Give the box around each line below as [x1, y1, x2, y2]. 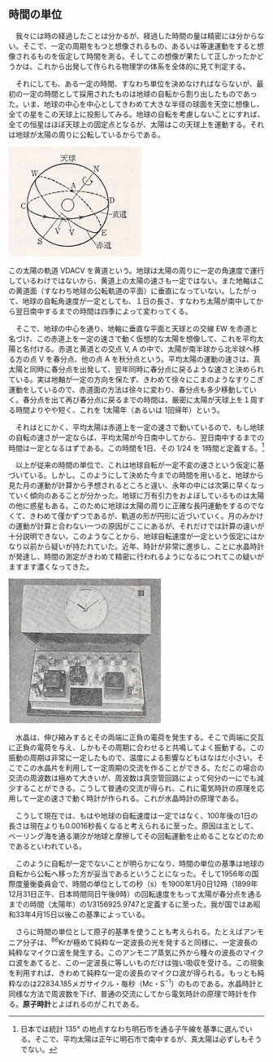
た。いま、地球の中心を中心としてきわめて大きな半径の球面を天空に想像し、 [8, 99, 264, 108]
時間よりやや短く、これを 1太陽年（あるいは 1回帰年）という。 [15, 405, 225, 415]
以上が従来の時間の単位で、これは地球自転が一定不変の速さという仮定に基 [15, 460, 265, 470]
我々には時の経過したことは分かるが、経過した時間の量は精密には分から [15, 31, 258, 41]
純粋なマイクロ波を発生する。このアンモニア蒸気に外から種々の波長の [8, 948, 244, 958]
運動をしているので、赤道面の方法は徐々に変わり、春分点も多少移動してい [8, 384, 258, 394]
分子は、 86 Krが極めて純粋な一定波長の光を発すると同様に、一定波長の [22, 936, 258, 947]
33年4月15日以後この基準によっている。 [15, 910, 150, 919]
